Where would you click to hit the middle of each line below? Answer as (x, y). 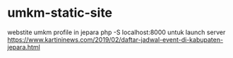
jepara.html (24, 47)
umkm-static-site (60, 13)
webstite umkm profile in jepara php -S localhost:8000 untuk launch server (116, 32)
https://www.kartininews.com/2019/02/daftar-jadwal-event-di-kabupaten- (115, 39)
